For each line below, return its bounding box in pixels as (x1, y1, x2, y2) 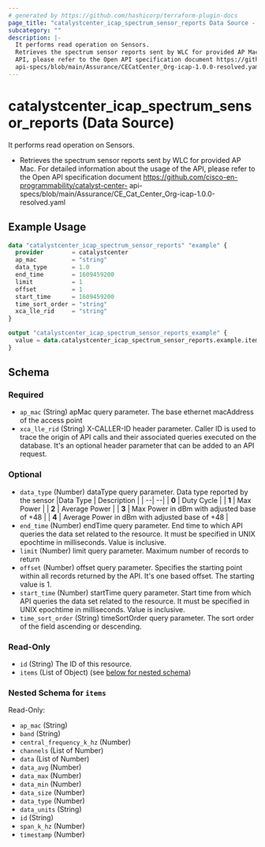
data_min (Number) (19, 780, 82, 789)
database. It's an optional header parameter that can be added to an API (19, 441, 255, 451)
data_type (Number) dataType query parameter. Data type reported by (19, 487, 248, 497)
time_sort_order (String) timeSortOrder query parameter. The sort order (19, 613, 255, 622)
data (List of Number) (19, 754, 90, 764)
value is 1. (19, 579, 52, 589)
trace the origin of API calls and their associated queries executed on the (19, 433, 257, 442)
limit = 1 (15, 278, 83, 285)
